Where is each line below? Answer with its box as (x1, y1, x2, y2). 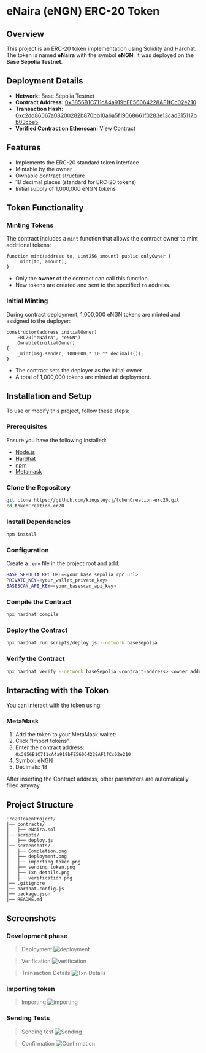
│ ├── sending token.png (6, 864, 75, 871)
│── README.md (6, 897, 43, 903)
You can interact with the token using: (6, 701, 102, 709)
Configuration (6, 546, 49, 554)
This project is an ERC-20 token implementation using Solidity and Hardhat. (6, 45, 197, 52)
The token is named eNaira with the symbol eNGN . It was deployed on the (6, 52, 194, 59)
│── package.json (6, 891, 51, 897)
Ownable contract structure (15, 172, 85, 179)
